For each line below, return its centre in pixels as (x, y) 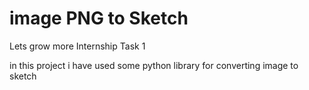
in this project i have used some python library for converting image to (154, 65)
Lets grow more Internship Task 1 (77, 46)
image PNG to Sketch (99, 18)
